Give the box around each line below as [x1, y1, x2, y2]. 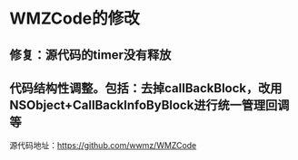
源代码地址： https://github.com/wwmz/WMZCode [9, 140, 197, 151]
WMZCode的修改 [9, 8, 141, 29]
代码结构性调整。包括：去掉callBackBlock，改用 [9, 80, 283, 96]
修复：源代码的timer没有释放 [9, 47, 172, 62]
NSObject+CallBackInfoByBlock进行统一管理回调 [9, 97, 290, 113]
